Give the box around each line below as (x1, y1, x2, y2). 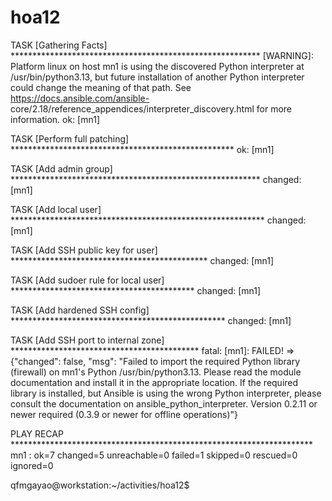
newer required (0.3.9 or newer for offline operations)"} (10, 408, 239, 420)
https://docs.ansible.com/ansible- (10, 92, 150, 104)
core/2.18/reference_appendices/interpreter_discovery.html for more (10, 102, 293, 115)
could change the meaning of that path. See (10, 81, 192, 93)
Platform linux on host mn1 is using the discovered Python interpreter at (10, 60, 305, 72)
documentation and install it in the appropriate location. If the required (10, 376, 299, 388)
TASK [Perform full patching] (10, 132, 130, 145)
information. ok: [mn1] (10, 113, 100, 125)
